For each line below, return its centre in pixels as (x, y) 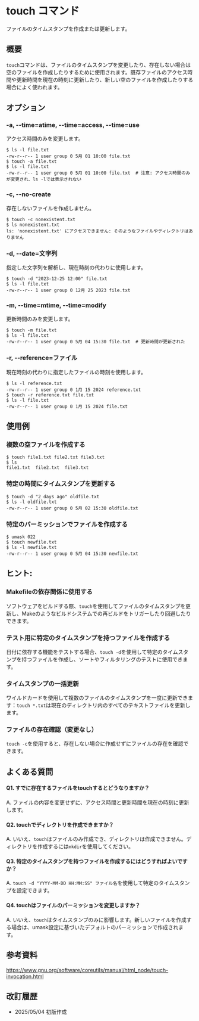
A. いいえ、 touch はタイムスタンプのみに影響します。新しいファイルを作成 (97, 920)
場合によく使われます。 (34, 87)
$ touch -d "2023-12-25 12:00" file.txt (57, 279)
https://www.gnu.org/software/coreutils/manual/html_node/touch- (87, 970)
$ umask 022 (21, 537)
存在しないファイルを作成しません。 (50, 208)
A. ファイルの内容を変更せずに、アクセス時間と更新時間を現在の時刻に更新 (98, 803)
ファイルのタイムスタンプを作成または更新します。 (68, 29)
